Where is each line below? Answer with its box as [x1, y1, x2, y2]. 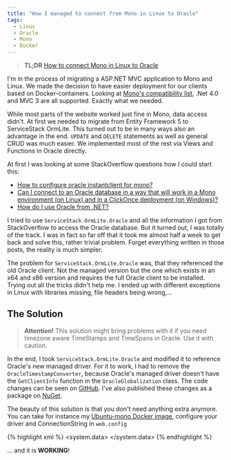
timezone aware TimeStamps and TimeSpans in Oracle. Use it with [23, 334, 214, 342]
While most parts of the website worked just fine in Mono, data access [7, 110, 208, 118]
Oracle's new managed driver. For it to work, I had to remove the [7, 362, 190, 370]
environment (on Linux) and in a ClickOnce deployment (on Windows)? [17, 195, 219, 204]
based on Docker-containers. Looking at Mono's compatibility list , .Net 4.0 [7, 89, 219, 97]
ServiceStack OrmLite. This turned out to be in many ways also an [7, 125, 195, 133]
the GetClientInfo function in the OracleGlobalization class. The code [7, 376, 208, 385]
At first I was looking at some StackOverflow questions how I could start [7, 160, 212, 168]
